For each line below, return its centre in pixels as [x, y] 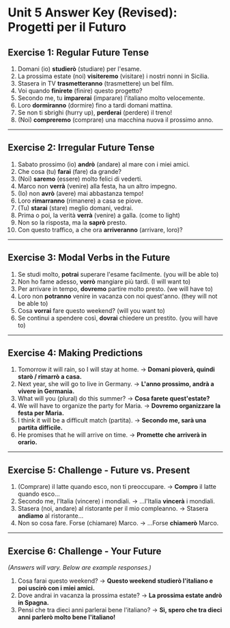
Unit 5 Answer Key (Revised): [92, 13]
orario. [27, 442]
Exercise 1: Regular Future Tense [78, 52]
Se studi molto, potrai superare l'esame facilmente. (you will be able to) [118, 274]
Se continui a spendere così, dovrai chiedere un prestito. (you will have [118, 318]
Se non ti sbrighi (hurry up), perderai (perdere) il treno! [95, 112]
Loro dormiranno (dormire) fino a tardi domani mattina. [95, 105]
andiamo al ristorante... [51, 516]
